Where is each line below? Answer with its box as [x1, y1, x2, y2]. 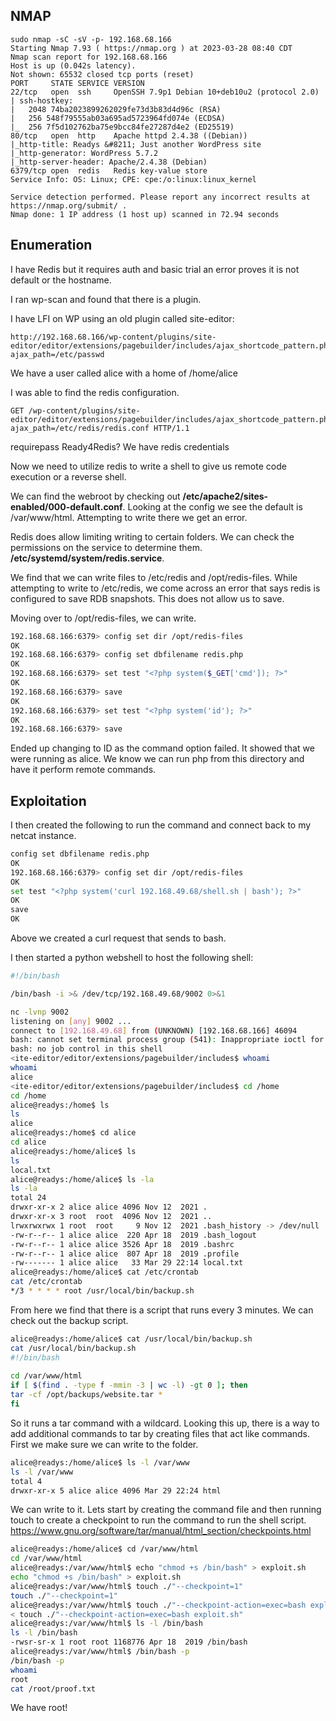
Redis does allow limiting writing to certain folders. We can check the [10, 530, 295, 543]
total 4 [10, 1476, 43, 1486]
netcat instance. [10, 830, 77, 842]
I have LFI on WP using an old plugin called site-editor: [10, 312, 235, 324]
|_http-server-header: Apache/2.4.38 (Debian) [10, 157, 208, 167]
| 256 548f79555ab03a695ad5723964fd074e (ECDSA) [10, 113, 226, 123]
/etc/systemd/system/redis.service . [10, 552, 165, 564]
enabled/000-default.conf [10, 500, 123, 513]
